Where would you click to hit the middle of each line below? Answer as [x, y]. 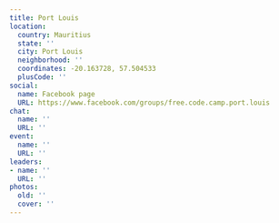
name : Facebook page [56, 94]
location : [28, 26]
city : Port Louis [50, 52]
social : [24, 86]
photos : [24, 188]
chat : [20, 111]
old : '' [32, 196]
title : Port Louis [44, 18]
